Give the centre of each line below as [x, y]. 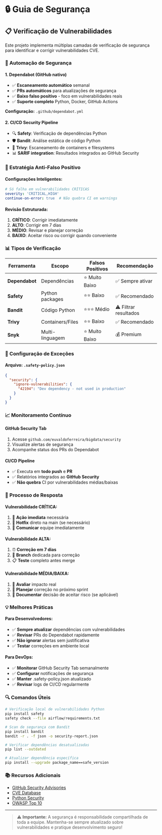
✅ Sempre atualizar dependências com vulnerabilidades [68, 629]
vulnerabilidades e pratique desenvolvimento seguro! [70, 827]
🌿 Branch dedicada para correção [46, 555]
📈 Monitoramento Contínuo [38, 415]
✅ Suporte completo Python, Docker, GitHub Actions [65, 102]
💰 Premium [128, 334]
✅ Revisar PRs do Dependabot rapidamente [56, 635]
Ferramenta [22, 266]
